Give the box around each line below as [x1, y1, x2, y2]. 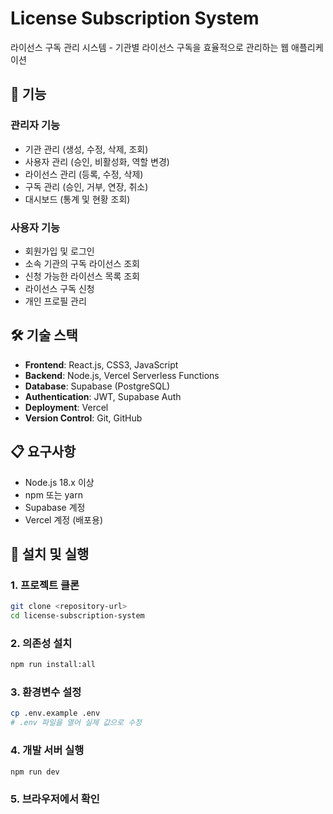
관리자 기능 [10, 118, 61, 132]
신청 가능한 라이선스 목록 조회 [24, 270, 140, 282]
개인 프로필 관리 [24, 295, 87, 307]
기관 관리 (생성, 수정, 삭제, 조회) [24, 143, 149, 155]
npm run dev [10, 767, 60, 777]
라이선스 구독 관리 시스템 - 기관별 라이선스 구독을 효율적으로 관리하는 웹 [10, 41, 290, 53]
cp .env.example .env [10, 708, 101, 719]
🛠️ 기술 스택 [10, 327, 78, 344]
